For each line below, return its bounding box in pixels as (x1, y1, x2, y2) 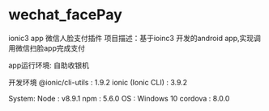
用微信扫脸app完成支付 (8, 43, 86, 53)
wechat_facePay (8, 6, 123, 24)
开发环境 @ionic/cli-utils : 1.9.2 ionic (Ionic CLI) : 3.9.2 (8, 77, 188, 87)
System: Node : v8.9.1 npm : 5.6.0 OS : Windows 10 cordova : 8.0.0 (8, 93, 230, 103)
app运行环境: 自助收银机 (8, 60, 89, 70)
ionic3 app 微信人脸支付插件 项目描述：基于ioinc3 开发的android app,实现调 (8, 33, 262, 43)
